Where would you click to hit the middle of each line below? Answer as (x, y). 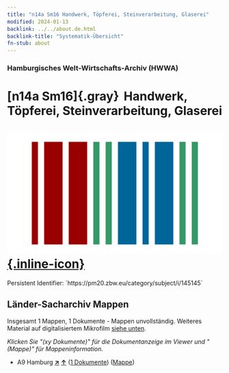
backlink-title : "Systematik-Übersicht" (66, 36)
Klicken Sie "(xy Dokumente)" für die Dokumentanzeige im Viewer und (106, 342)
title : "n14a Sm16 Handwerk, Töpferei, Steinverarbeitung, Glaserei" (108, 14)
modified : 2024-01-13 (38, 22)
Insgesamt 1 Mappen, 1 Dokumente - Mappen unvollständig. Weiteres (105, 321)
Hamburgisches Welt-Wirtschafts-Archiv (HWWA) (93, 68)
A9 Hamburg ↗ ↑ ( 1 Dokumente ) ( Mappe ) (76, 362)
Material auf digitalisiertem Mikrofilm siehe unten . (77, 328)
